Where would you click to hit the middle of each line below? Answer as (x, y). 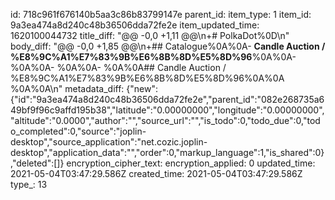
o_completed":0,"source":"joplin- (78, 131)
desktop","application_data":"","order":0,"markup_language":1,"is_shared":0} (167, 152)
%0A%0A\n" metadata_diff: (67, 88)
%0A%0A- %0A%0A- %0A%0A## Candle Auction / (118, 67)
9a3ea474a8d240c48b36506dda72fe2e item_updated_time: (135, 25)
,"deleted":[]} (37, 163)
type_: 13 (29, 184)
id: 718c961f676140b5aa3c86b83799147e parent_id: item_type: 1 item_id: (161, 14)
